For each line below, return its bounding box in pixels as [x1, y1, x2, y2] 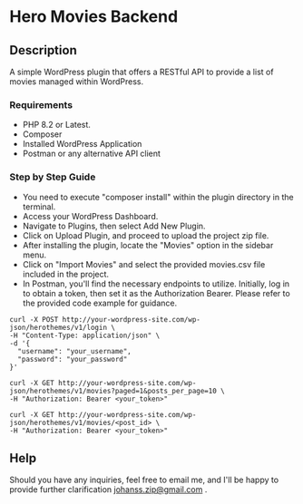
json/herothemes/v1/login [9, 323, 107, 332]
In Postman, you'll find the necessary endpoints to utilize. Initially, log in [22, 278, 290, 289]
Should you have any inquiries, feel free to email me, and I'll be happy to [9, 474, 279, 486]
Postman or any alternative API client [22, 148, 161, 160]
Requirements [9, 98, 73, 111]
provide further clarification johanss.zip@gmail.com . [9, 484, 208, 495]
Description [9, 43, 77, 58]
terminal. [22, 201, 56, 212]
